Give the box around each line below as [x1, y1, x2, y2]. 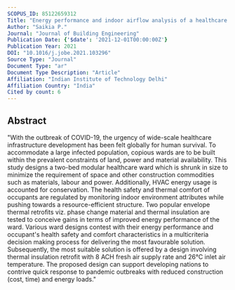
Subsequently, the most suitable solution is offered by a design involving [7, 245, 217, 253]
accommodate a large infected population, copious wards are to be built [7, 148, 215, 157]
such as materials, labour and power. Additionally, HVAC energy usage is [7, 178, 217, 186]
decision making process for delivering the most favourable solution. [7, 237, 206, 246]
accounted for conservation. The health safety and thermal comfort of [7, 185, 210, 194]
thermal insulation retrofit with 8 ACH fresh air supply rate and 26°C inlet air [7, 252, 227, 261]
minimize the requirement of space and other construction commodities [7, 170, 215, 179]
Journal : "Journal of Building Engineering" [7, 29, 140, 37]
